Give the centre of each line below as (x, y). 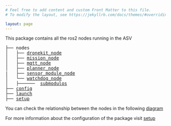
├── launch (19, 94)
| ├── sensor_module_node (40, 73)
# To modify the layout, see (36, 15)
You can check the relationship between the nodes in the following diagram (84, 108)
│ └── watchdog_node (34, 78)
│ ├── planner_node (32, 68)
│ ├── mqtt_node (28, 63)
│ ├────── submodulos (36, 84)
